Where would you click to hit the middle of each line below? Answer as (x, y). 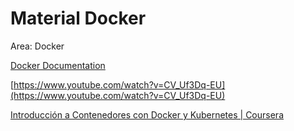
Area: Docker (37, 46)
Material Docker (78, 18)
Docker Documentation (58, 65)
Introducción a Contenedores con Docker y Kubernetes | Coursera (147, 114)
